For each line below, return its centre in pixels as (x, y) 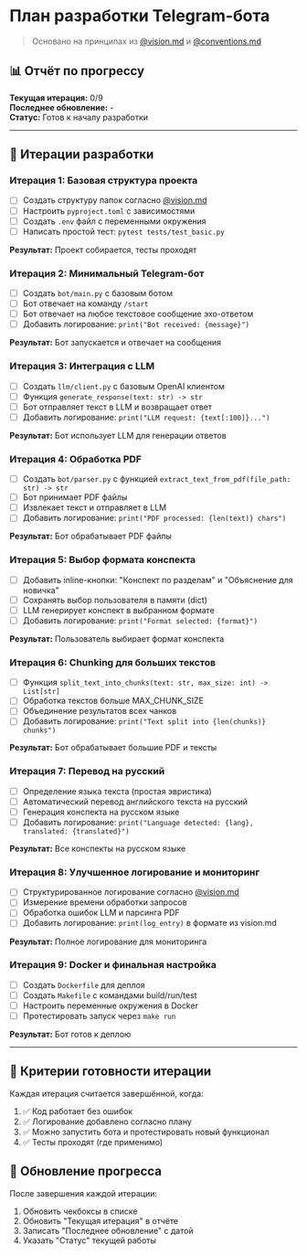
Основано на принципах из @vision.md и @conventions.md (147, 41)
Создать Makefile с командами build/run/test (110, 995)
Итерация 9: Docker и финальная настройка (113, 965)
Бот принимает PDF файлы (75, 497)
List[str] (42, 692)
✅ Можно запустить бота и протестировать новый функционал (146, 1132)
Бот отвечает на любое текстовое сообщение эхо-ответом (138, 314)
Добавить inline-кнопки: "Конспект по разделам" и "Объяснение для (158, 580)
